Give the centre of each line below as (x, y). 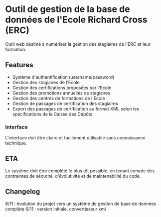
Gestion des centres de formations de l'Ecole (59, 98)
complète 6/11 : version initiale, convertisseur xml (56, 209)
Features (19, 65)
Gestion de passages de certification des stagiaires (65, 104)
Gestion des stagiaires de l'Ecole (46, 82)
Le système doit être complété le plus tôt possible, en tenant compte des (80, 171)
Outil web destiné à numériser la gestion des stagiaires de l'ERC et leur (78, 44)
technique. (16, 143)
